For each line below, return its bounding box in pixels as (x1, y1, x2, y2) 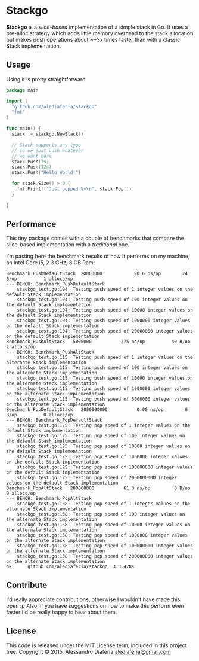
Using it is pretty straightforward (6, 75, 86, 83)
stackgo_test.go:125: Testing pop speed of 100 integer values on (17, 433, 185, 439)
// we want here (11, 153, 52, 159)
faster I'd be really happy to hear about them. (6, 608, 117, 616)
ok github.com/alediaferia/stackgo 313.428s (6, 563, 135, 570)
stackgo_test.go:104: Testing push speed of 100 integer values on (17, 297, 188, 303)
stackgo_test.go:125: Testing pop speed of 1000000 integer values (17, 454, 188, 460)
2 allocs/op (6, 344, 36, 350)
